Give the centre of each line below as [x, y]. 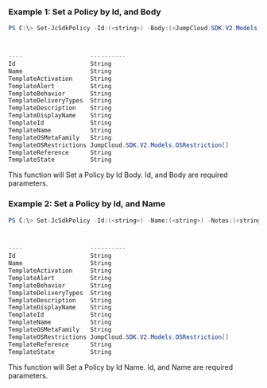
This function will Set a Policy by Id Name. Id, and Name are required [121, 367]
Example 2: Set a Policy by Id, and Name [87, 204]
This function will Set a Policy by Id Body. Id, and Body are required [118, 175]
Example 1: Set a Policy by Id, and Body [85, 12]
